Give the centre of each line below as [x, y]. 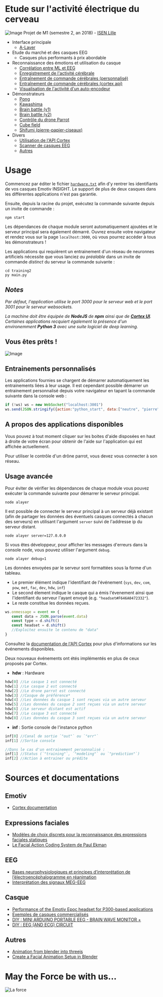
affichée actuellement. [27, 446]
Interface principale [32, 42]
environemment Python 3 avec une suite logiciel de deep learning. [72, 326]
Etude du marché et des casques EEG [50, 52]
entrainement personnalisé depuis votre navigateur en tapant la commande [80, 391]
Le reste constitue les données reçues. [51, 603]
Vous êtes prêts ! [31, 342]
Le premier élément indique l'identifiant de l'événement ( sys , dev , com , [81, 582]
